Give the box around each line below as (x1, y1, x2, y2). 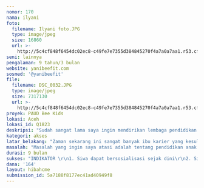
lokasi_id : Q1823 (6, 122, 50, 128)
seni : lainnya (6, 54, 42, 60)
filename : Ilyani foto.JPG (12, 25, 80, 32)
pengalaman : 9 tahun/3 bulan (6, 59, 80, 65)
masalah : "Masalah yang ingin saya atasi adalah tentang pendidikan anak (6, 144, 197, 150)
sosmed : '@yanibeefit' (6, 71, 64, 77)
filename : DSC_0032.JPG (12, 82, 72, 89)
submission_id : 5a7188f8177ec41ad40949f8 (6, 172, 113, 179)
